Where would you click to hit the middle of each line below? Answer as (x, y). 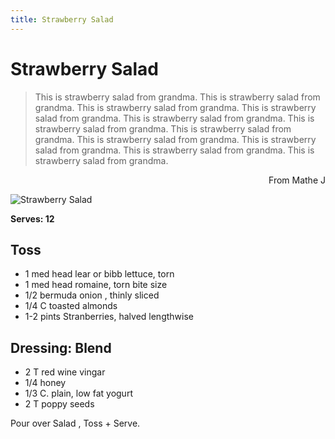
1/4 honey (45, 383)
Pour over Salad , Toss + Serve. (75, 423)
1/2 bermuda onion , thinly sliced (92, 295)
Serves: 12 (32, 218)
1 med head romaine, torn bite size (96, 285)
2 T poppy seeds (59, 404)
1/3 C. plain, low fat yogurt (78, 393)
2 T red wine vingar (65, 372)
